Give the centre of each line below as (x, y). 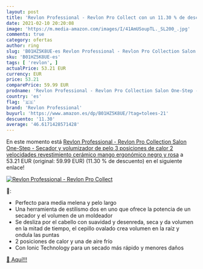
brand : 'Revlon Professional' (44, 108)
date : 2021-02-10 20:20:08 (40, 23)
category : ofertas (29, 40)
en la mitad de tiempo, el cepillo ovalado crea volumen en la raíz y (97, 228)
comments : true (25, 35)
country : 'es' (24, 96)
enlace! (15, 168)
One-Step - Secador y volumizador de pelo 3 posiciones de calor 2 (90, 148)
